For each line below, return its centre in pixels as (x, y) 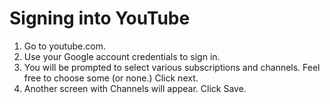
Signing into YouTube (100, 18)
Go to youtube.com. (64, 46)
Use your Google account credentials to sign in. (122, 56)
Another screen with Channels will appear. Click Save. (135, 88)
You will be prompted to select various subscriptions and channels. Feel (172, 67)
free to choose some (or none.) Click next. (111, 78)
